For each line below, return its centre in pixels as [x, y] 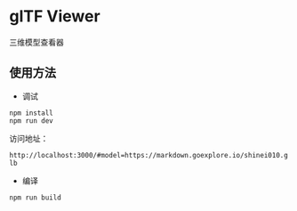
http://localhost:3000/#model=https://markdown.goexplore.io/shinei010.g [149, 155]
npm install [31, 113]
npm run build [36, 198]
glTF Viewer [55, 16]
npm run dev [31, 121]
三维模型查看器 [36, 42]
